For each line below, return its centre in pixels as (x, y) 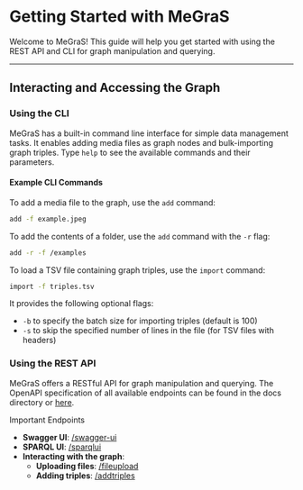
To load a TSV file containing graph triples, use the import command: (138, 270)
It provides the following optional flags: (82, 304)
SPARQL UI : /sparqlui (62, 447)
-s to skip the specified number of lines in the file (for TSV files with (148, 331)
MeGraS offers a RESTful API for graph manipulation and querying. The (142, 383)
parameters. (32, 162)
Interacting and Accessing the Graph (115, 88)
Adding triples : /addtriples (85, 476)
